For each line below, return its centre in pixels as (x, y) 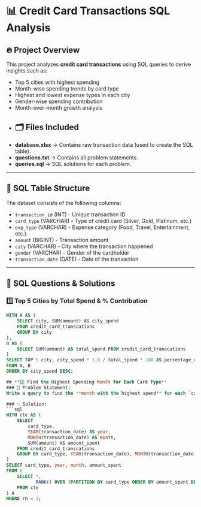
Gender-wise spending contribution (59, 101)
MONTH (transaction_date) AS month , (72, 437)
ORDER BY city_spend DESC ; (40, 372)
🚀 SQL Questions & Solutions (61, 284)
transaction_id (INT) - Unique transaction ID (70, 214)
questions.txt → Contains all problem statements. (77, 157)
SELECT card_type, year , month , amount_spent (64, 465)
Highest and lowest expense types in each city (72, 95)
